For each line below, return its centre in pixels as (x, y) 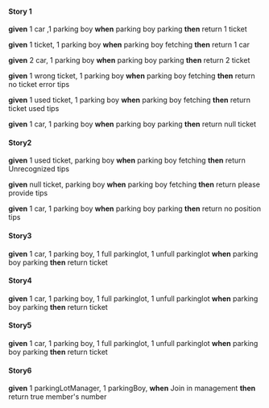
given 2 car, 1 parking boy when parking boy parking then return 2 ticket (129, 60)
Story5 (20, 325)
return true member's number (58, 397)
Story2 (20, 142)
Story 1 (20, 11)
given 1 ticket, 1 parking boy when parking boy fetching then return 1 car (129, 45)
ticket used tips (34, 109)
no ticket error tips (39, 84)
